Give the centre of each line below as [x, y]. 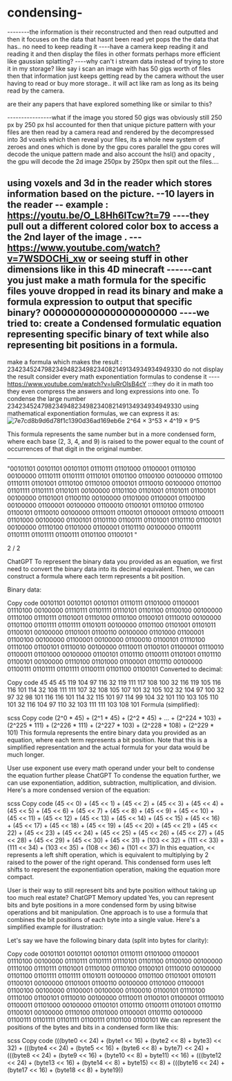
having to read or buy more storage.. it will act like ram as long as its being [113, 83]
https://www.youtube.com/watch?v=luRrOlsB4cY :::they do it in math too [110, 384]
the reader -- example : [58, 205]
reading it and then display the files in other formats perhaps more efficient [114, 54]
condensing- [45, 13]
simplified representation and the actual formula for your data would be [108, 747]
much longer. [26, 754]
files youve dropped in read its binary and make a [115, 291]
